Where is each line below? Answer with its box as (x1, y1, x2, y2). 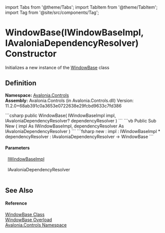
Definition (5, 79, 36, 88)
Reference (5, 200, 27, 206)
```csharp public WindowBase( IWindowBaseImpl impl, (5, 112, 116, 118)
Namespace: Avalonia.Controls (5, 92, 69, 98)
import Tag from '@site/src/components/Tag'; (5, 9, 99, 15)
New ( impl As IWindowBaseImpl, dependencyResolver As (5, 123, 124, 129)
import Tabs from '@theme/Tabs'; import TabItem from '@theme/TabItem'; (5, 4, 158, 10)
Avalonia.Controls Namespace (5, 222, 67, 228)
